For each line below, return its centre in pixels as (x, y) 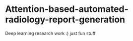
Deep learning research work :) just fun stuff (50, 33)
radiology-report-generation (65, 20)
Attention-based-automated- (67, 9)
